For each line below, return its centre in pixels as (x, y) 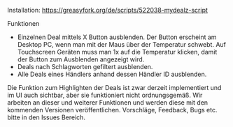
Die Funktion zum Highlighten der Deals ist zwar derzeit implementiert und (114, 88)
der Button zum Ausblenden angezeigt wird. (81, 59)
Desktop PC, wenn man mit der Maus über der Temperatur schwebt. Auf (121, 44)
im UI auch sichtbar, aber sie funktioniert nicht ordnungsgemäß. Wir (105, 95)
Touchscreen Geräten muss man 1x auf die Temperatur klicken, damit (117, 52)
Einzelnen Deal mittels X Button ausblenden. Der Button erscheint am (117, 37)
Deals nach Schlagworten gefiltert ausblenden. (85, 67)
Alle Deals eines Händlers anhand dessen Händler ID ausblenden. (112, 74)
